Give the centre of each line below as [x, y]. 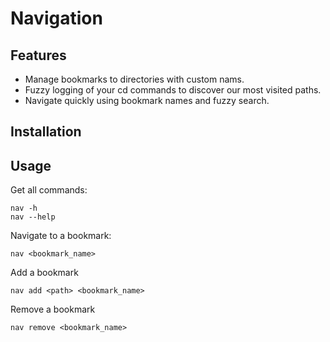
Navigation [56, 18]
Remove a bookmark [53, 309]
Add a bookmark [44, 273]
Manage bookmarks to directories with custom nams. [134, 79]
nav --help [33, 217]
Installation [46, 132]
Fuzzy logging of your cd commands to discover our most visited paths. [173, 90]
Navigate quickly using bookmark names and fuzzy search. [147, 100]
